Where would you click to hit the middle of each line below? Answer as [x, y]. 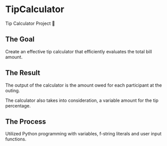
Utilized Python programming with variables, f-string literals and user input [83, 134]
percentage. [18, 105]
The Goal [20, 39]
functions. [16, 139]
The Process [26, 121]
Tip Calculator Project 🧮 [30, 23]
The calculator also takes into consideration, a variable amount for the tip [82, 100]
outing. [13, 90]
